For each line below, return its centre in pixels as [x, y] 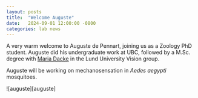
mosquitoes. [22, 77]
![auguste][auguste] [31, 89]
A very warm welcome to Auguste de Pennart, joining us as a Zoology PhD [99, 46]
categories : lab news [34, 29]
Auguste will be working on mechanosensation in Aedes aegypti [86, 71]
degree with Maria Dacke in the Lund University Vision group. [83, 59]
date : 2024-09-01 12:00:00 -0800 [51, 23]
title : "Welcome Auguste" [40, 18]
